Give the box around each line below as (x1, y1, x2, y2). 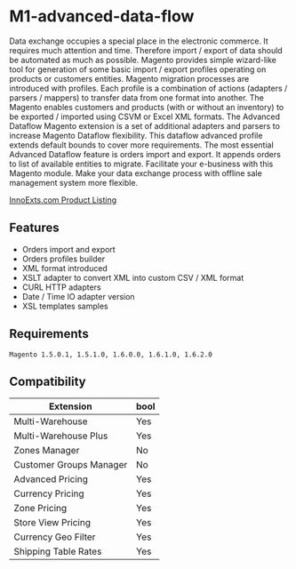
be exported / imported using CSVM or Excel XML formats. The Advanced (9, 111, 281, 122)
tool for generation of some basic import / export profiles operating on (9, 64, 267, 75)
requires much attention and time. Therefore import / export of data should (9, 44, 283, 55)
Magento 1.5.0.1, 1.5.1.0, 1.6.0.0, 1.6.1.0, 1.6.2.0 (9, 349, 213, 359)
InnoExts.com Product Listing (9, 194, 117, 205)
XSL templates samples (21, 301, 108, 311)
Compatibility (9, 373, 86, 389)
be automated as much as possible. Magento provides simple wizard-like (9, 54, 277, 65)
